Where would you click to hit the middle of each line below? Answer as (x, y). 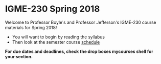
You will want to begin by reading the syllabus (58, 37)
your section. (19, 56)
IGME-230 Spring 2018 (53, 9)
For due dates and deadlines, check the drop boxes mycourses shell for (79, 51)
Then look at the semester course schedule (56, 42)
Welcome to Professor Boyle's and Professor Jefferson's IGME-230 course (81, 22)
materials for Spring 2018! (31, 27)
